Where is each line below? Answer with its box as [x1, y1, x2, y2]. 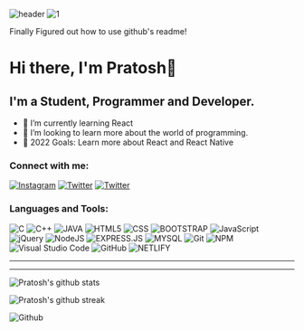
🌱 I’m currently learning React [22, 118, 134, 128]
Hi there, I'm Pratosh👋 [9, 58, 177, 79]
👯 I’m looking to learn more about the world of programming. [22, 128, 249, 137]
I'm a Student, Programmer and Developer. [9, 93, 255, 109]
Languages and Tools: [9, 203, 109, 215]
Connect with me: [9, 159, 90, 172]
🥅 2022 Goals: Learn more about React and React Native [22, 137, 233, 147]
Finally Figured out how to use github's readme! [9, 26, 187, 36]
